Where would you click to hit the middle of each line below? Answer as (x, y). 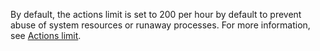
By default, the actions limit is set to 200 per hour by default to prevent (156, 14)
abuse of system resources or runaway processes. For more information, (160, 25)
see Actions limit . (46, 35)
